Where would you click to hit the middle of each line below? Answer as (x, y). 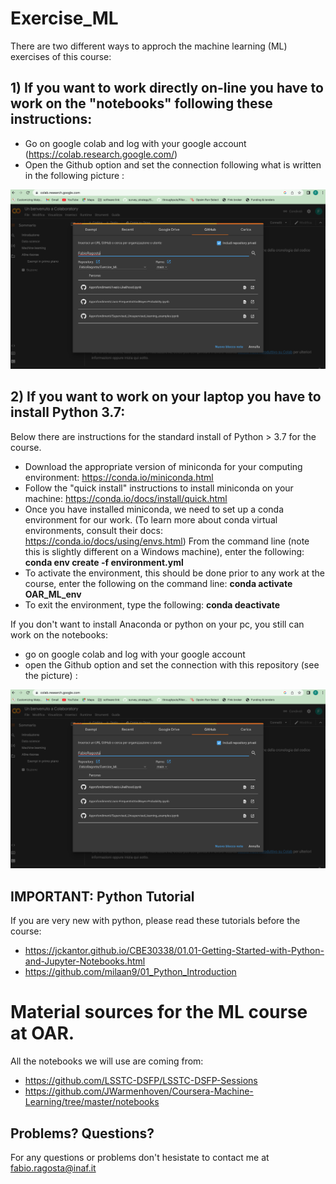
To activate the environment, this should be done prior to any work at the (174, 573)
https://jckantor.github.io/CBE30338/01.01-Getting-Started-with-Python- (174, 951)
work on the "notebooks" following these (141, 103)
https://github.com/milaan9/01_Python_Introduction (130, 972)
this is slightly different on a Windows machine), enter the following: (164, 551)
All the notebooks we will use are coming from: (107, 1061)
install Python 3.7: (68, 412)
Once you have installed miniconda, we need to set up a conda (154, 509)
